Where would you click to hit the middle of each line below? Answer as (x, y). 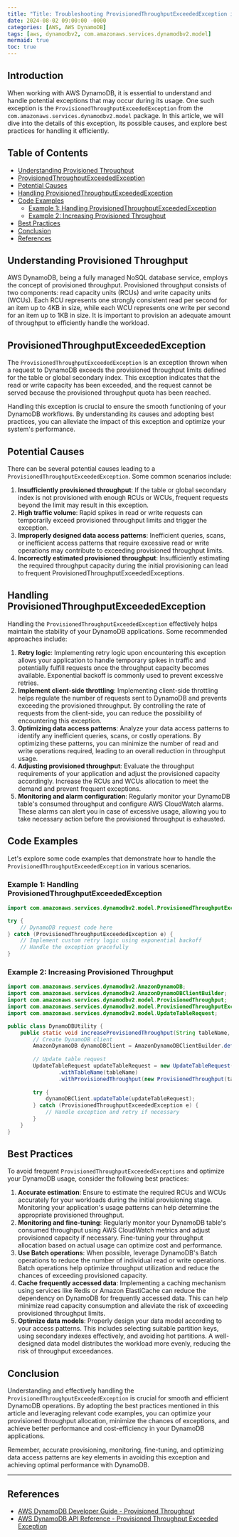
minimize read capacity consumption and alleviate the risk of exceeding (123, 1306)
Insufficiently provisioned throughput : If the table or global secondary (122, 490)
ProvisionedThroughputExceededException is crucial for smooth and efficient (118, 1398)
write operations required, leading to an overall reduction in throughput (121, 750)
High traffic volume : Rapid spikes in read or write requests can (110, 513)
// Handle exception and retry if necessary (112, 1112)
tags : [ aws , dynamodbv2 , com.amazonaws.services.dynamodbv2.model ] (110, 34)
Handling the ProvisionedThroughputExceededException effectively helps (113, 624)
